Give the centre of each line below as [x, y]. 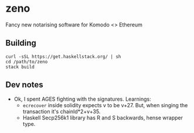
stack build [20, 67]
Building [21, 43]
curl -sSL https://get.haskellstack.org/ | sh [63, 57]
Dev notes [24, 85]
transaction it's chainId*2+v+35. [62, 111]
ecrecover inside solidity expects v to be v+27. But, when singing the [105, 105]
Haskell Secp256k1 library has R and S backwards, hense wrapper [103, 117]
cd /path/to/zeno [27, 62]
